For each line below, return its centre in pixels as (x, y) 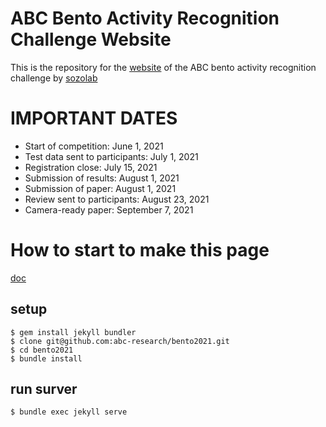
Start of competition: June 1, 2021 (94, 146)
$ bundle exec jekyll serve (69, 412)
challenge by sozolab (54, 78)
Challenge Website (91, 39)
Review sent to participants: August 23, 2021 (117, 199)
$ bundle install (46, 358)
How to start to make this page (140, 250)
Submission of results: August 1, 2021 (102, 178)
